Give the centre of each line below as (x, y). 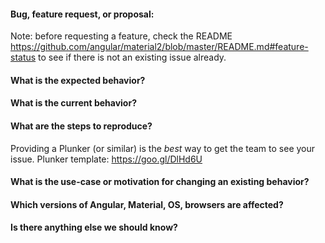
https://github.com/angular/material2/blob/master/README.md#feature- (159, 47)
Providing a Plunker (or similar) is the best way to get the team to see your (163, 148)
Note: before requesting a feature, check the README (121, 36)
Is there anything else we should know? (94, 227)
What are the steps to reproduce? (81, 126)
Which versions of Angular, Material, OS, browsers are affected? (147, 204)
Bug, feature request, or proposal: (82, 14)
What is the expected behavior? (78, 80)
